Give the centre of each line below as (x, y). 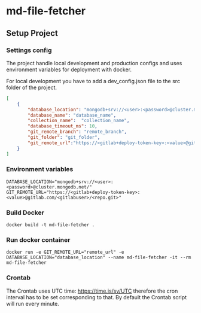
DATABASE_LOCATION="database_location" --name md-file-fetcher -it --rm (99, 258)
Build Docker (25, 212)
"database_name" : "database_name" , (72, 115)
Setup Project (32, 33)
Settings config (29, 50)
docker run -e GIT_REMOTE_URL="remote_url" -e (65, 253)
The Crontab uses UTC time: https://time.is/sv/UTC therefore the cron (92, 291)
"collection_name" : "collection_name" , (79, 121)
